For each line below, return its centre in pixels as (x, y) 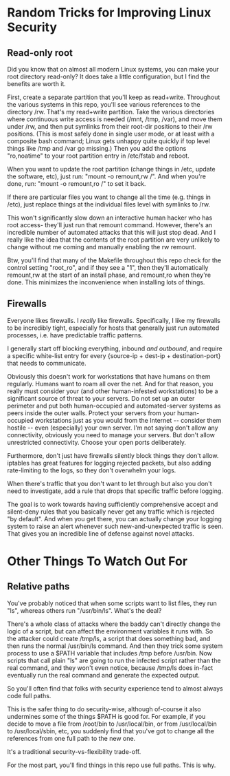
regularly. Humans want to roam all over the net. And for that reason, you (110, 384)
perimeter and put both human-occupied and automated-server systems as (114, 406)
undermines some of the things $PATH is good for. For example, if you (106, 716)
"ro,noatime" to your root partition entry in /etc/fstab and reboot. (99, 156)
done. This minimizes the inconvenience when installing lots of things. (106, 282)
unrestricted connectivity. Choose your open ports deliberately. (97, 442)
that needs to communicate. (47, 363)
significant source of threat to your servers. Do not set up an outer (101, 398)
